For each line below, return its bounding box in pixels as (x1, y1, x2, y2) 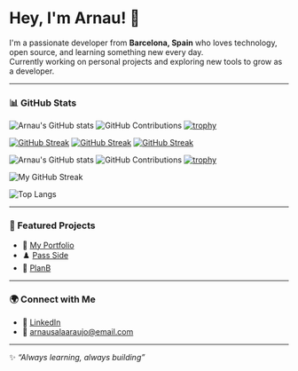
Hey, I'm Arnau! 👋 (9, 8, 140, 28)
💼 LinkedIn (21, 317, 61, 328)
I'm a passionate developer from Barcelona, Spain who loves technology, (9, 37, 278, 48)
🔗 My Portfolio (21, 240, 74, 250)
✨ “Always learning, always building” (9, 351, 145, 362)
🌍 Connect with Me (9, 293, 96, 305)
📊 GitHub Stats (9, 97, 77, 109)
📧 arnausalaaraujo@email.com (21, 326, 134, 336)
